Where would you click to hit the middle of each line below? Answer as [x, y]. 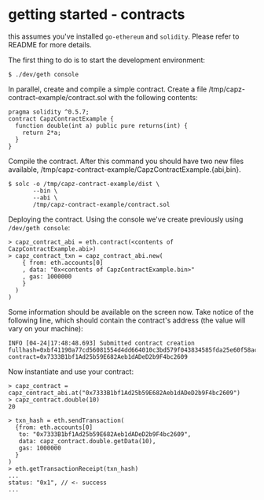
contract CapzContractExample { [61, 119]
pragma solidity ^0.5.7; [49, 112]
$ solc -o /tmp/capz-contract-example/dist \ [84, 184]
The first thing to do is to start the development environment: [107, 60]
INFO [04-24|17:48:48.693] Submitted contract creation [101, 343]
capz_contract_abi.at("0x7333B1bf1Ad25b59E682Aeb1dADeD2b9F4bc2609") [125, 393]
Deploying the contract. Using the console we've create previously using [126, 219]
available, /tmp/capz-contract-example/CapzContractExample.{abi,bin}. [125, 169]
